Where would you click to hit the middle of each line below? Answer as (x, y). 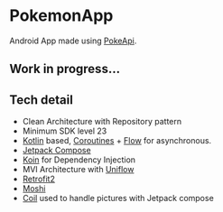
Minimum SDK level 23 (65, 131)
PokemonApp (61, 16)
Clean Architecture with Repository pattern (102, 122)
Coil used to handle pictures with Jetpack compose (118, 198)
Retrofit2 (39, 179)
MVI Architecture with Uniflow (78, 170)
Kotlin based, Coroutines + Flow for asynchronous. (117, 141)
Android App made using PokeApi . (73, 41)
